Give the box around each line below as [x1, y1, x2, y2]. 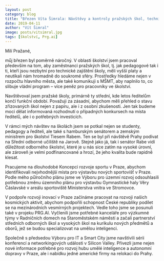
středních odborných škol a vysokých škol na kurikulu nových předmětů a [5, 220, 153, 226]
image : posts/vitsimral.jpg [5, 30, 62, 35]
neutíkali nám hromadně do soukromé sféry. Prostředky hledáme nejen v [5, 73, 151, 79]
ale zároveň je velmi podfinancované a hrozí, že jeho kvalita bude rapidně [5, 149, 153, 155]
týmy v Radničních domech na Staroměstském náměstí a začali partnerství [5, 215, 155, 221]
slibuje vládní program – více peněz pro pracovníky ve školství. [5, 83, 132, 89]
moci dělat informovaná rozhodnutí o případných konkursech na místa [5, 108, 146, 114]
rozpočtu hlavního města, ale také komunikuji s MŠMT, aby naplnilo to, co [5, 78, 153, 84]
